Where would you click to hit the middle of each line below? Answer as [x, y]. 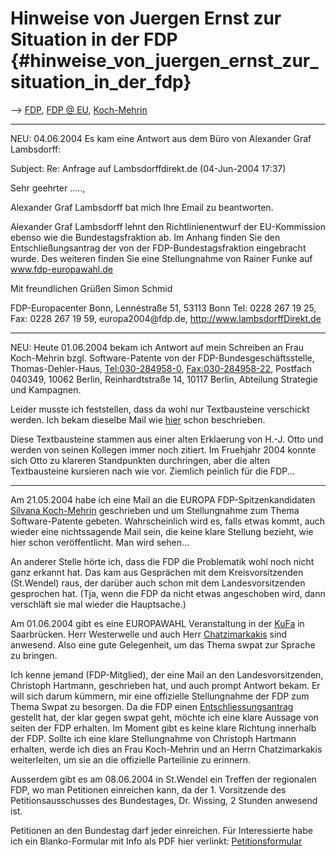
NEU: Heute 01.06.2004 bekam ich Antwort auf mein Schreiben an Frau [157, 347]
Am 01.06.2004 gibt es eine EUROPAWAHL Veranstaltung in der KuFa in [157, 623]
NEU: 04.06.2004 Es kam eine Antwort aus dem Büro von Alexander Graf [161, 138]
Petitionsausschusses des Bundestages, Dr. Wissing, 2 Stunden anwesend [164, 800]
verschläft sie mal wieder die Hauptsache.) [98, 604]
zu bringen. [34, 655]
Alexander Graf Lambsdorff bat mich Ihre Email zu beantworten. [142, 207]
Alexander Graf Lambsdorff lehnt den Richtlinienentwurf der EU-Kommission [168, 226]
